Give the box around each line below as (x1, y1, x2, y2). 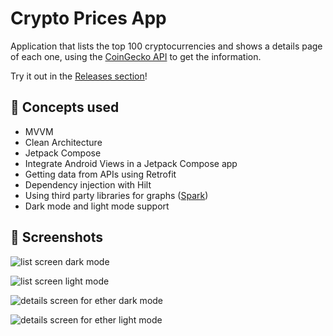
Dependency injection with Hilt (24, 178, 152, 191)
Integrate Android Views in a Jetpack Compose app (24, 157, 238, 169)
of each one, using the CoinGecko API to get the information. (10, 50, 262, 62)
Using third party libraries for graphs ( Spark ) (24, 189, 209, 201)
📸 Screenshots (10, 229, 104, 246)
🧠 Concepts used (10, 99, 120, 116)
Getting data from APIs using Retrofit (24, 168, 177, 180)
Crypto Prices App (10, 7, 167, 30)
